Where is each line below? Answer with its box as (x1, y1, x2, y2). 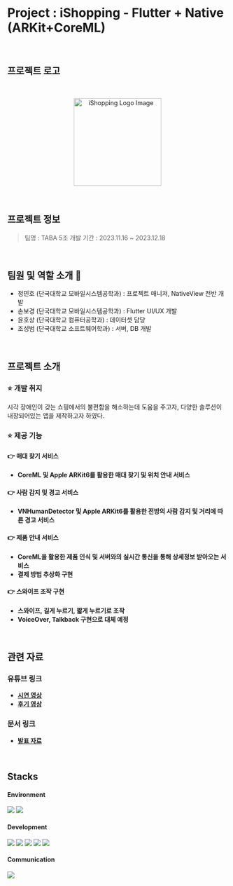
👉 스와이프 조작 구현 (7, 587, 65, 596)
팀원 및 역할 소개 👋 (7, 269, 82, 281)
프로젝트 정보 (7, 214, 61, 226)
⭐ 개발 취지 (7, 383, 43, 393)
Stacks (7, 771, 38, 783)
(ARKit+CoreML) (7, 20, 106, 36)
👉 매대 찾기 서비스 (7, 451, 59, 460)
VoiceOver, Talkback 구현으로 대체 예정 (17, 615, 129, 623)
